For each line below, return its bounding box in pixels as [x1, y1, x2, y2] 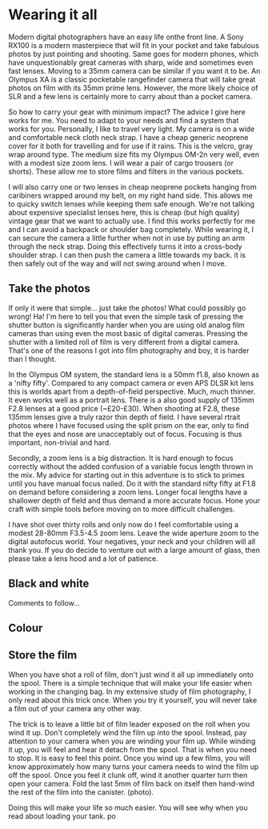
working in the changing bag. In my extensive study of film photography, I [8, 687, 251, 696]
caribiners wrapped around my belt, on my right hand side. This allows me [8, 190, 254, 200]
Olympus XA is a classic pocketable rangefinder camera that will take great [8, 74, 256, 84]
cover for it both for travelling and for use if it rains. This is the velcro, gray [8, 141, 254, 150]
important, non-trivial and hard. [8, 438, 112, 447]
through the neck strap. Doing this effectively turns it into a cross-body [8, 242, 242, 251]
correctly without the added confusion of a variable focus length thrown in [8, 462, 254, 471]
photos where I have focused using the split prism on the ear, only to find [8, 420, 250, 430]
